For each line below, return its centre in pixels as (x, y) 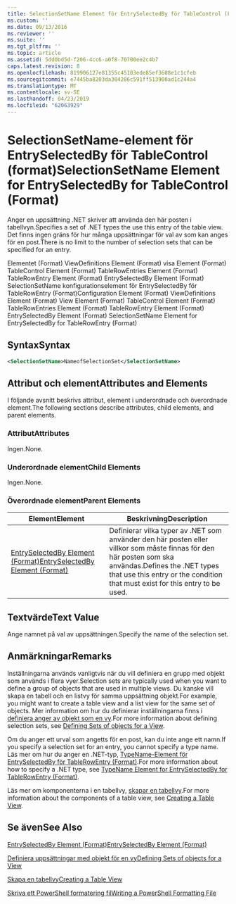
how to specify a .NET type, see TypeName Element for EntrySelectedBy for (117, 769)
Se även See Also (45, 828)
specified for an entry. (39, 249)
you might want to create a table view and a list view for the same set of (111, 703)
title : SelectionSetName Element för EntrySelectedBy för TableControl (114, 14)
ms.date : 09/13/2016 (38, 27)
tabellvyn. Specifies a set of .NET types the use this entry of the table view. (115, 227)
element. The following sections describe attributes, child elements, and (111, 408)
